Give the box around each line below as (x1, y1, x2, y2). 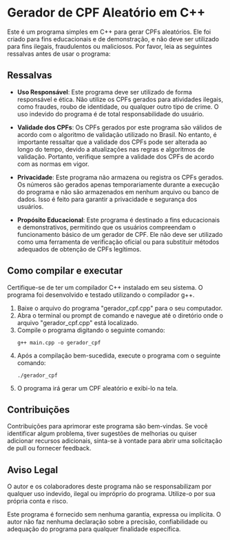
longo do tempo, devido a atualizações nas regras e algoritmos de (17, 145, 205, 153)
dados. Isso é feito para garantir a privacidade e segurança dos (17, 195, 198, 203)
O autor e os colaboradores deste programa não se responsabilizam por (7, 482, 212, 490)
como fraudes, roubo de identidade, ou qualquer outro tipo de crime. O (17, 102, 219, 111)
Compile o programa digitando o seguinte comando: (17, 326, 165, 334)
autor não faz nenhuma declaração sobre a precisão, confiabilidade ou (7, 518, 208, 526)
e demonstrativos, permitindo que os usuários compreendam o (17, 222, 196, 231)
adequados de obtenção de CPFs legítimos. (17, 245, 142, 253)
